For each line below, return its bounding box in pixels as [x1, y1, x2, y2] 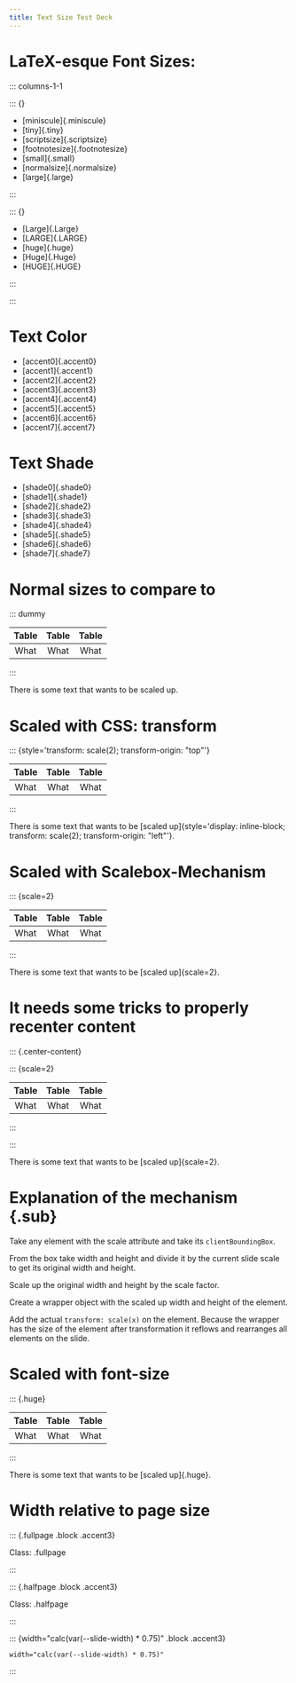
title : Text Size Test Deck [9, 12, 113, 22]
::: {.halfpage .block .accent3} [9, 1582, 118, 1592]
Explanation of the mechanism [9, 1188, 238, 1208]
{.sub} [9, 1206, 58, 1227]
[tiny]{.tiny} [21, 124, 64, 135]
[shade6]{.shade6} [21, 539, 91, 549]
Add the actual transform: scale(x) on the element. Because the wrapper [9, 1315, 280, 1325]
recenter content [9, 1017, 136, 1037]
